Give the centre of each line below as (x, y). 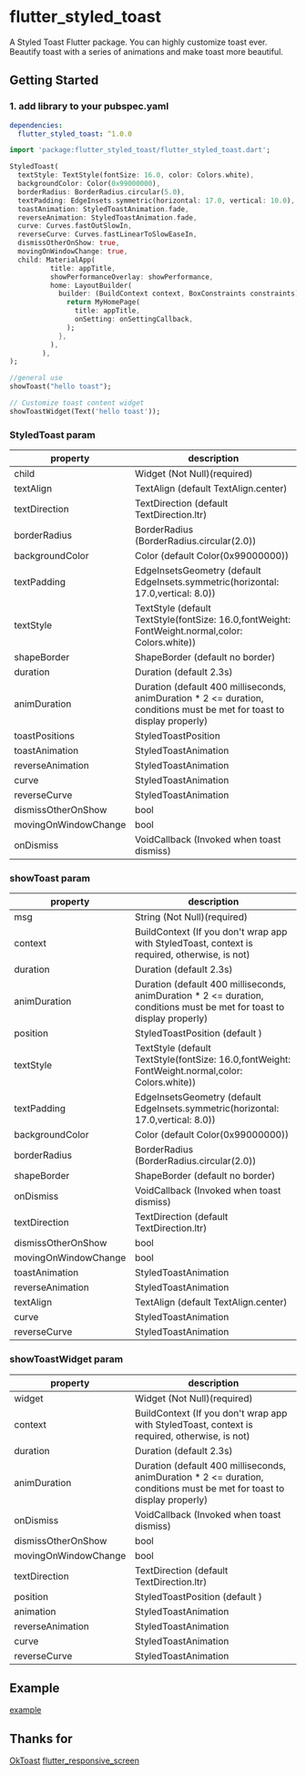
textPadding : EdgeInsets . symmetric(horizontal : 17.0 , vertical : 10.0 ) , (157, 201)
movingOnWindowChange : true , (73, 252)
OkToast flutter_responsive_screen (74, 1760)
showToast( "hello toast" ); (61, 387)
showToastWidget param (66, 1359)
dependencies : (36, 125)
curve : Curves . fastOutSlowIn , (75, 226)
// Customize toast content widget (77, 403)
